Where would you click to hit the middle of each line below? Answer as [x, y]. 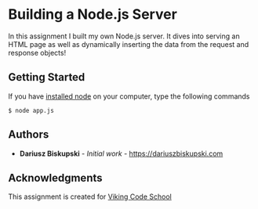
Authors [29, 135]
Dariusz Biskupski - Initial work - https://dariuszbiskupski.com [121, 153]
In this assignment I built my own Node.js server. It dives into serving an [124, 36]
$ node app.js [31, 110]
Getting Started [47, 77]
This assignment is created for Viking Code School [90, 196]
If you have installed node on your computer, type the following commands [129, 96]
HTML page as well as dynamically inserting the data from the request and [129, 44]
